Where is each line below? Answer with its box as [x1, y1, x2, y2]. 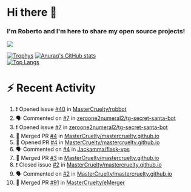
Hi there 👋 [7, 5, 57, 19]
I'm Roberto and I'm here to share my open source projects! [7, 27, 186, 36]
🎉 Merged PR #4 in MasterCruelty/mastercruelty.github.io [15, 133, 159, 140]
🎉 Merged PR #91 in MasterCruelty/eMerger [15, 179, 126, 187]
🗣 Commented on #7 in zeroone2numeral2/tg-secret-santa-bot [15, 114, 176, 122]
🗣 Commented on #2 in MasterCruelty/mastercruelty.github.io [15, 170, 172, 177]
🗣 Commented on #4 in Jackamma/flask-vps [15, 145, 130, 153]
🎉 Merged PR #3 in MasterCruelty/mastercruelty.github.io [15, 154, 159, 162]
